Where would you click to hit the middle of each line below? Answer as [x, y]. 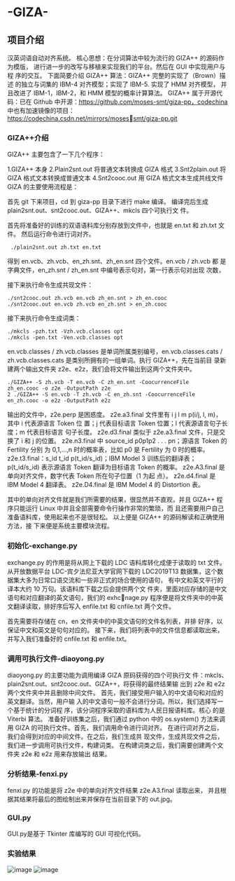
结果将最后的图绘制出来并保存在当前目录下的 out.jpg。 [98, 799]
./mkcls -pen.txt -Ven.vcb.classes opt [65, 338]
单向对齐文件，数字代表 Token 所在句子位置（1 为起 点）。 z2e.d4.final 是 [112, 476]
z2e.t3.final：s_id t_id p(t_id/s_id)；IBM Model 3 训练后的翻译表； [102, 458]
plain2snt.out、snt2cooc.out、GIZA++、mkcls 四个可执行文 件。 [100, 210]
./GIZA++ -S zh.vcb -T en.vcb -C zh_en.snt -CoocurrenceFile [98, 383]
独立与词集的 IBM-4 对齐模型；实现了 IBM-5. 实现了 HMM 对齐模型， [120, 84]
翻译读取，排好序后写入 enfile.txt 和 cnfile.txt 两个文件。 [94, 606]
